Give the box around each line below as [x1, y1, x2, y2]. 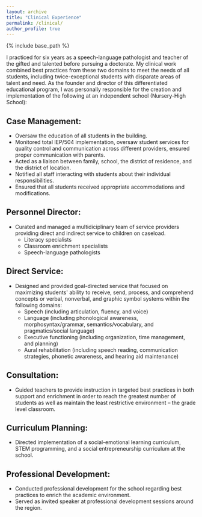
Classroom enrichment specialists [23, 242, 108, 249]
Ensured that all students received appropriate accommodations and [14, 183, 185, 190]
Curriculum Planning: [6, 422, 88, 433]
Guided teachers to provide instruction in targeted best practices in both [14, 386, 194, 393]
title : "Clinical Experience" [6, 14, 82, 20]
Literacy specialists [23, 236, 72, 243]
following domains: [14, 301, 62, 309]
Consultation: [6, 370, 59, 380]
